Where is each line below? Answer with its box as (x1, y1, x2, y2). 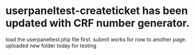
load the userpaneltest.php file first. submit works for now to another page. (5, 36, 187, 43)
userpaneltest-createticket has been (5, 4, 188, 18)
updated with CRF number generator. (5, 16, 190, 30)
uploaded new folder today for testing (5, 42, 97, 49)
